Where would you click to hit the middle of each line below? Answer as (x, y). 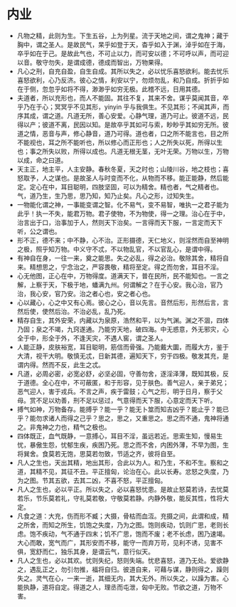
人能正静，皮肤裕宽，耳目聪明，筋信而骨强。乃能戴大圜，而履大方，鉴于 (123, 347)
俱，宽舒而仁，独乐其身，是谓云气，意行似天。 (85, 551)
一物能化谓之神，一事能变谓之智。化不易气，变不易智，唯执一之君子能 (120, 204)
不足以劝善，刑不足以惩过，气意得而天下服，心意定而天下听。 (126, 400)
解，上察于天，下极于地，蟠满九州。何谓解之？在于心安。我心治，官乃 (120, 285)
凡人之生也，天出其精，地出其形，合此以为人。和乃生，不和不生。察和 (120, 463)
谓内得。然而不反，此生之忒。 (60, 364)
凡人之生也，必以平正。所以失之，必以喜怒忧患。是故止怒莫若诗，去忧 (120, 489)
